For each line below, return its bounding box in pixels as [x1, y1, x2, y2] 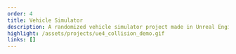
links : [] [7, 36, 37, 43]
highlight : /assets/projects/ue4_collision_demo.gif [7, 29, 165, 37]
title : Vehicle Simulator [7, 17, 83, 24]
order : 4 [7, 10, 33, 18]
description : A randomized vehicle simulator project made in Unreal [7, 23, 216, 30]
